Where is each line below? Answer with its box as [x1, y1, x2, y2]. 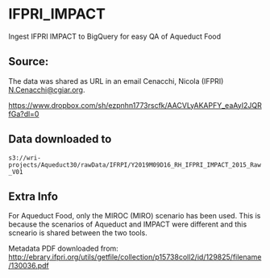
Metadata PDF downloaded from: [8, 243, 118, 254]
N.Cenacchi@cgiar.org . [8, 85, 86, 94]
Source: [8, 55, 49, 68]
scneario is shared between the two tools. [8, 228, 147, 238]
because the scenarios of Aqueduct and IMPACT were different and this [8, 219, 247, 230]
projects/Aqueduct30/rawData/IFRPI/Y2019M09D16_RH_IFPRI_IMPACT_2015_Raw [8, 160, 262, 169]
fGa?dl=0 [8, 109, 39, 118]
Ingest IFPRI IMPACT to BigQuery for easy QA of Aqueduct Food [8, 31, 222, 41]
